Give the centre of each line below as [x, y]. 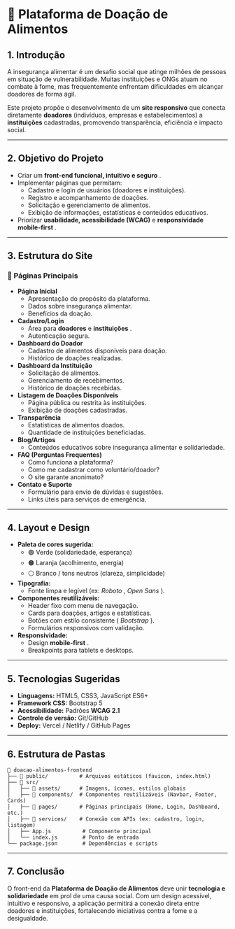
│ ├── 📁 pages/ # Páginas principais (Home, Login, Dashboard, [114, 807]
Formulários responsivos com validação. [86, 628]
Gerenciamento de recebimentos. [76, 380]
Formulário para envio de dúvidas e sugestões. [95, 492]
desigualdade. [28, 918]
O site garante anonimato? [66, 477]
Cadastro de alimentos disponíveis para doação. [98, 350]
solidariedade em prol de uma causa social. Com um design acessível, [109, 895]
